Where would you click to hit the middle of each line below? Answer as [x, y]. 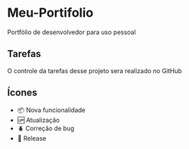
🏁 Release [32, 138]
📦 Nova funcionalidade [51, 110]
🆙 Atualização [39, 120]
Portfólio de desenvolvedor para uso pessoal [71, 32]
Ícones [22, 93]
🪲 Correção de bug [46, 128]
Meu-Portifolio [51, 13]
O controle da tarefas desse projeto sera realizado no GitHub [95, 70]
